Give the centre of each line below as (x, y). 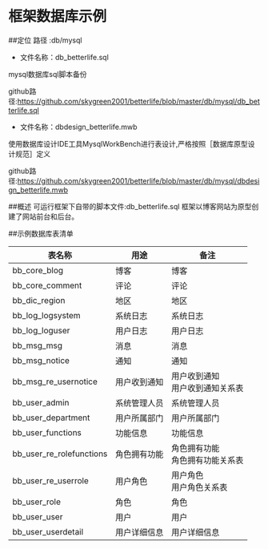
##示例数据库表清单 (41, 233)
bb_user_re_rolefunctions (60, 454)
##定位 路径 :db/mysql (45, 40)
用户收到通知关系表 (208, 388)
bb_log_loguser (41, 330)
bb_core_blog (38, 270)
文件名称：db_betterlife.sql (64, 57)
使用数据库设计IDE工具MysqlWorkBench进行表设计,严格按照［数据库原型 (128, 143)
